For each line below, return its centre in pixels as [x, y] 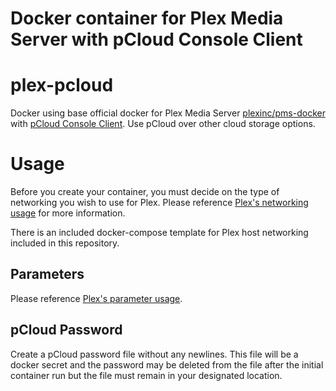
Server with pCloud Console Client [156, 39]
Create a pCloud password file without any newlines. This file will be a [154, 354]
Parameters [47, 274]
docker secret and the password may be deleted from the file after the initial [167, 364]
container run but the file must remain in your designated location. [146, 375]
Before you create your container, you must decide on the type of [145, 192]
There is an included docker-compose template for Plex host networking [159, 233]
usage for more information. [68, 213]
